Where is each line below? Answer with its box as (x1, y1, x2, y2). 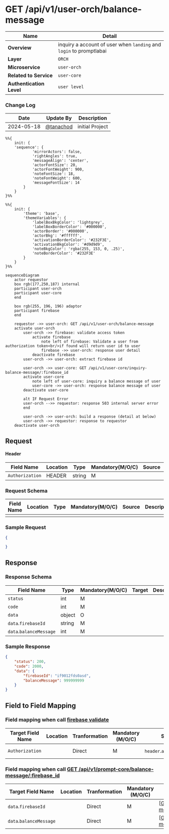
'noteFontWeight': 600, (32, 176, 82, 181)
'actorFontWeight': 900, (32, 167, 84, 172)
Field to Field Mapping (5, 701, 76, 710)
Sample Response (5, 643, 50, 650)
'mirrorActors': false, (32, 149, 82, 154)
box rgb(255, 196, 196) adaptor (14, 304, 82, 309)
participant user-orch (14, 286, 62, 291)
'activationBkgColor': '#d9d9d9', (32, 242, 105, 247)
